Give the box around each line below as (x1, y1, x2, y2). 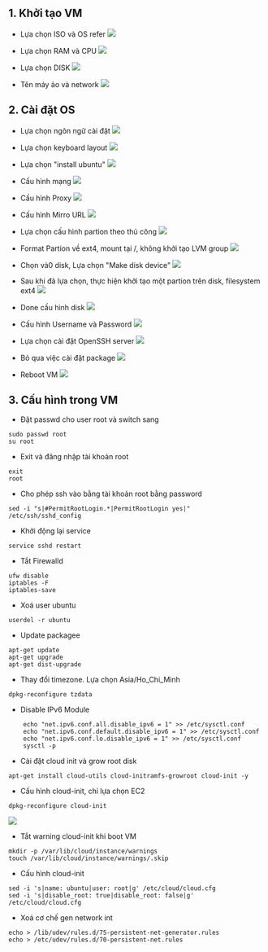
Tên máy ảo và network (19, 79, 99, 89)
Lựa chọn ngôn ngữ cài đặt (19, 125, 111, 135)
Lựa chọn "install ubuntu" (19, 159, 106, 169)
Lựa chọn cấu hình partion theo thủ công (19, 226, 157, 236)
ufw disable (8, 572, 49, 581)
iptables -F (8, 579, 49, 587)
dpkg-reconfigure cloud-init (8, 802, 107, 810)
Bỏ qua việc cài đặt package (19, 353, 116, 362)
